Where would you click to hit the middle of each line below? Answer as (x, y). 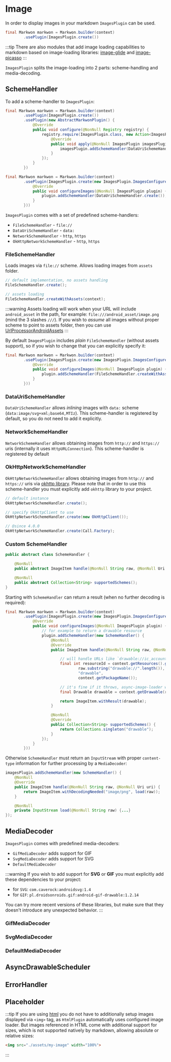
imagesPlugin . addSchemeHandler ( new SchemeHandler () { (64, 773)
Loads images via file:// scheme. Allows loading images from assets (79, 265)
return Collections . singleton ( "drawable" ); (107, 729)
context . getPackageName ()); (108, 678)
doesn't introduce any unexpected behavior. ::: (54, 910)
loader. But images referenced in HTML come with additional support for (81, 1025)
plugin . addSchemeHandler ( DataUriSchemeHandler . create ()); (104, 196)
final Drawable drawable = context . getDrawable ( (112, 692)
